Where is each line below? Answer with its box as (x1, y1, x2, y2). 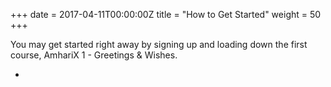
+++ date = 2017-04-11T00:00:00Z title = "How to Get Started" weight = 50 (10, 9, 322, 20)
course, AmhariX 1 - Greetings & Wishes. (10, 49, 178, 61)
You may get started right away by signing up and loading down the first (10, 39, 308, 50)
